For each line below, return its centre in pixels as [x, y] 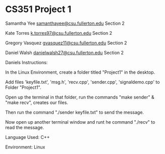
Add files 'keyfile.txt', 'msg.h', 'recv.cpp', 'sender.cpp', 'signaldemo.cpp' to [82, 82]
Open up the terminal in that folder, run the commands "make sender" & [80, 97]
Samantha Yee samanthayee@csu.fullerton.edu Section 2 [65, 23]
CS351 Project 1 [38, 9]
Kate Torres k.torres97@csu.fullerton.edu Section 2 [59, 33]
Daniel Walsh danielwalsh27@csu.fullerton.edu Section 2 [65, 53]
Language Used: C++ [27, 137]
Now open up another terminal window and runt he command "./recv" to [80, 122]
